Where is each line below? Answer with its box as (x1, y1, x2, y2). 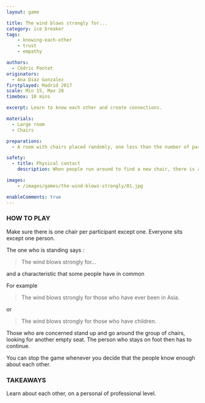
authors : (6, 59, 29, 65)
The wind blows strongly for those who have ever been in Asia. (21, 294, 180, 301)
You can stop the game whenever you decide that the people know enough (6, 354, 195, 361)
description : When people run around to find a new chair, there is (17, 166, 195, 172)
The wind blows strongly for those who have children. (21, 317, 157, 325)
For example (6, 282, 38, 289)
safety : (6, 155, 26, 161)
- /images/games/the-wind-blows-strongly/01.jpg (17, 183, 143, 189)
